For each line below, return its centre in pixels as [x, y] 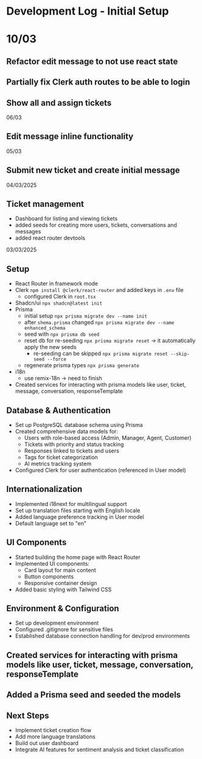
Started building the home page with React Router [78, 557]
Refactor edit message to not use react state [92, 61]
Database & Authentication [58, 410]
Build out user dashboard [47, 743]
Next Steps [28, 716]
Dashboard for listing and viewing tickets [66, 219]
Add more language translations [55, 736]
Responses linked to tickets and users [72, 451]
